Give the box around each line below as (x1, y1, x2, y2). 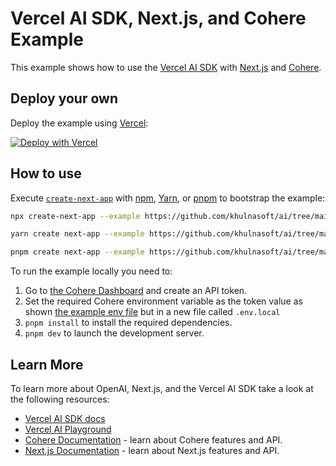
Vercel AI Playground (24, 423, 112, 435)
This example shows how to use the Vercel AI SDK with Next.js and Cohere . (10, 61, 322, 73)
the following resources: (10, 393, 110, 405)
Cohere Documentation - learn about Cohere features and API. (24, 434, 283, 446)
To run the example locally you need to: (10, 265, 173, 277)
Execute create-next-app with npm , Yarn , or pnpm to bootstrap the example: (10, 192, 326, 204)
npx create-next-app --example (10, 211, 141, 221)
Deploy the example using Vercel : (10, 117, 149, 129)
